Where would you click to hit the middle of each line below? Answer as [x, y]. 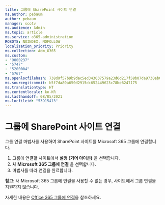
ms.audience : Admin [25, 28]
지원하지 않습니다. [22, 187]
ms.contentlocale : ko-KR [30, 92]
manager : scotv [21, 23]
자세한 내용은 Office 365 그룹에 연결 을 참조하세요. [53, 198]
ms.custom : [16, 55]
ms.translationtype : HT [29, 87]
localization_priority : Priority [39, 46]
